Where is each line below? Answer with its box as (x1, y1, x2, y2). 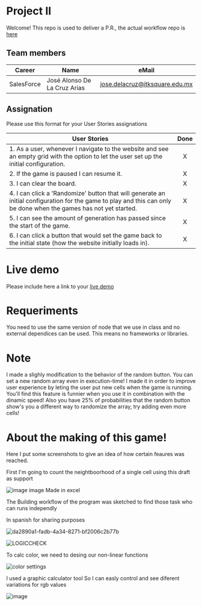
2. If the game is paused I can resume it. (9, 169, 122, 178)
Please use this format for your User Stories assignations (6, 120, 147, 127)
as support (6, 475, 33, 483)
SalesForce (9, 80, 41, 88)
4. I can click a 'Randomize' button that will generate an (9, 189, 165, 197)
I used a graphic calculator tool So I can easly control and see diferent (6, 575, 180, 582)
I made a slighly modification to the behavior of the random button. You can (6, 371, 194, 378)
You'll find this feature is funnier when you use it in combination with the (6, 390, 185, 398)
